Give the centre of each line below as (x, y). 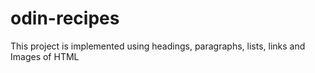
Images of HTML (45, 56)
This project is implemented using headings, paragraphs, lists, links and (158, 46)
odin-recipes (65, 18)
